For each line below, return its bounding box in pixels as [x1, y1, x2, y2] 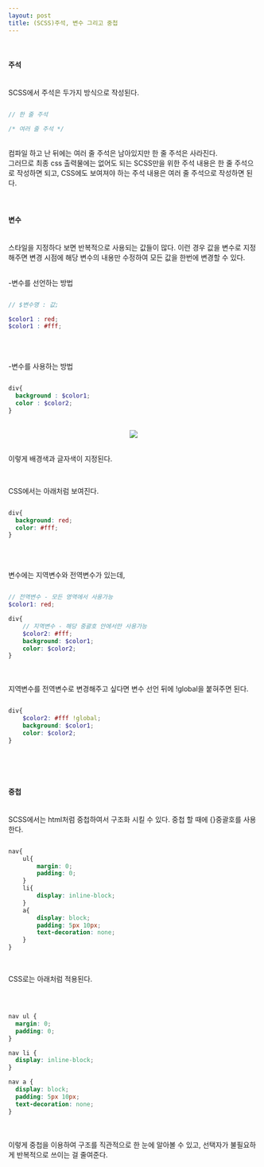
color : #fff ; [15, 524, 59, 532]
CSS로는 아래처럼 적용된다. [8, 975, 93, 984]
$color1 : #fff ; [8, 323, 62, 331]
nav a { [8, 1078, 34, 1086]
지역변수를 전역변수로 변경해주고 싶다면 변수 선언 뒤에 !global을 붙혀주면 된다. [8, 684, 249, 694]
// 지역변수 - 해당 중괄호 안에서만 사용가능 [22, 622, 148, 630]
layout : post [8, 11, 52, 20]
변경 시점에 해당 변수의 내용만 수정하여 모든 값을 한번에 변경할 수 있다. [29, 252, 246, 262]
